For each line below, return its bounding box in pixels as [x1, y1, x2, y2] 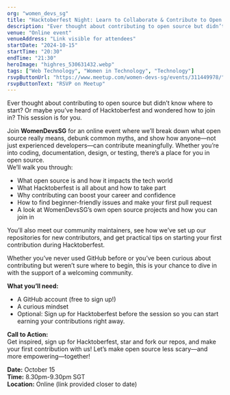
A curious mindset [16, 302, 69, 311]
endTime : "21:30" [7, 55, 57, 62]
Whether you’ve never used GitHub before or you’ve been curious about [7, 254, 212, 263]
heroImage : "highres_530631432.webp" [7, 61, 115, 68]
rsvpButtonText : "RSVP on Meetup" [7, 80, 106, 87]
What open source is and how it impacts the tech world [16, 176, 173, 185]
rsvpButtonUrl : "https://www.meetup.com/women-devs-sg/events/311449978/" [7, 73, 225, 81]
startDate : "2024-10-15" [7, 42, 78, 49]
